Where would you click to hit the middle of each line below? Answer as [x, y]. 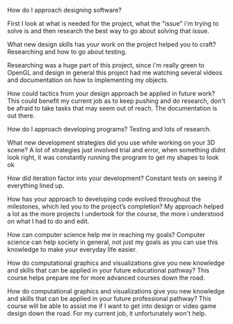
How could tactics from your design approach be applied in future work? [111, 94]
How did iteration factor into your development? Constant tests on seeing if [115, 178]
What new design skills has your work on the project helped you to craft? [112, 44]
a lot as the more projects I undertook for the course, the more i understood [115, 214]
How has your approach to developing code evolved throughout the [104, 199]
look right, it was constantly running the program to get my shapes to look [113, 157]
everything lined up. [36, 186]
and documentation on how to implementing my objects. [88, 80]
